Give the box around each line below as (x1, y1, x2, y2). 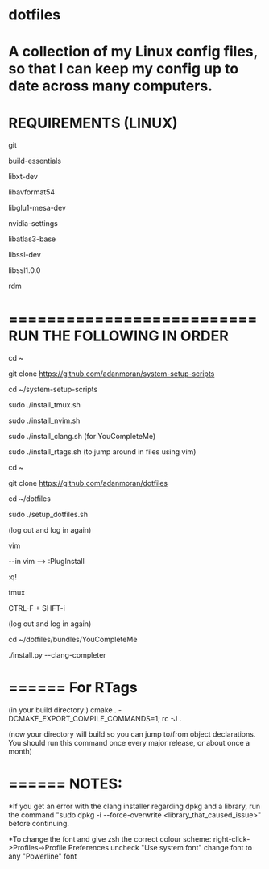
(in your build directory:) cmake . (8, 705, 117, 715)
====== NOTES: (8, 775, 123, 793)
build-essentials (8, 156, 62, 166)
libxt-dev (8, 172, 39, 182)
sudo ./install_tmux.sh (8, 400, 81, 410)
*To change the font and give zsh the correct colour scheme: (8, 834, 212, 844)
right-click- (213, 834, 250, 844)
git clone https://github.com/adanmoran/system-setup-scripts (8, 369, 215, 378)
